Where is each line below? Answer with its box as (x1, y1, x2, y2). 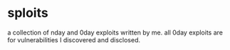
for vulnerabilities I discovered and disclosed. (7, 35, 141, 44)
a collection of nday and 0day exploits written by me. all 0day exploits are (7, 28, 223, 37)
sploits (7, 5, 48, 21)
